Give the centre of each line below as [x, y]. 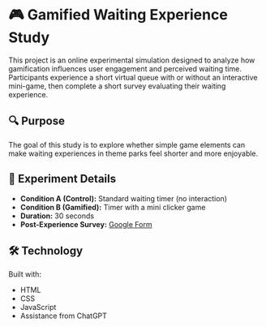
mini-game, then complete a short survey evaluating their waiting [117, 86]
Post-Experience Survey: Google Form [86, 224]
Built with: [25, 274]
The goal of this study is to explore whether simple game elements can [127, 144]
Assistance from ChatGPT [64, 316]
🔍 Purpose [36, 121]
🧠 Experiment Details [62, 179]
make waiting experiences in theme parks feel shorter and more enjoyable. [133, 153]
